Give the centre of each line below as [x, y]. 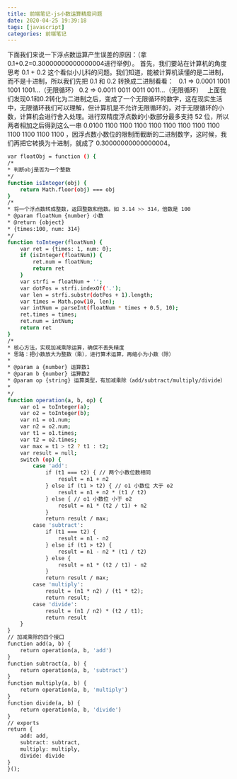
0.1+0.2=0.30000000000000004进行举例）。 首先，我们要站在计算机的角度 [117, 64]
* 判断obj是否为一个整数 [39, 170]
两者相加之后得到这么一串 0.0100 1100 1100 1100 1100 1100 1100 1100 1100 [114, 125]
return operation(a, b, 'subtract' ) [74, 670]
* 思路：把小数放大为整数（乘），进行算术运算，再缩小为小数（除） [91, 354]
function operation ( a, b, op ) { [55, 400]
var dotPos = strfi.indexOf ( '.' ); [71, 288]
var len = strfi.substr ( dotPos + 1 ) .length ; [87, 295]
